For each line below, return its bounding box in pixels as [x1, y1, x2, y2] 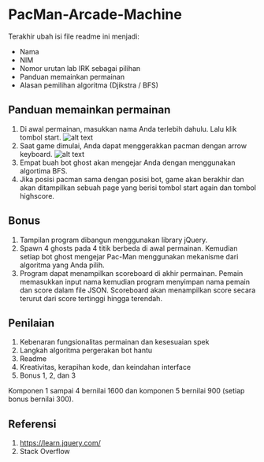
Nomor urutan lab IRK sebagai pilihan [19, 63, 141, 73]
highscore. [19, 191, 55, 200]
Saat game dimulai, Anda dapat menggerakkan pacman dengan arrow [19, 140, 247, 151]
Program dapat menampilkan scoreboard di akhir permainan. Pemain [19, 268, 244, 278]
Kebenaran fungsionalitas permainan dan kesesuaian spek [19, 337, 210, 347]
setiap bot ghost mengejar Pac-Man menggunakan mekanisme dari [19, 251, 239, 261]
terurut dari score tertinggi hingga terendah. [19, 293, 163, 303]
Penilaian [8, 316, 55, 330]
